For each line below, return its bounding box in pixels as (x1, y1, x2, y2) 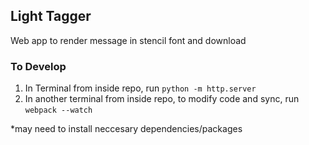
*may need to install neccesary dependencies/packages (10, 123, 243, 135)
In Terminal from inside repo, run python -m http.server (24, 82, 257, 94)
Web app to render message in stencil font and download (10, 34, 247, 46)
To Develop (10, 59, 67, 73)
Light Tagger (10, 8, 92, 25)
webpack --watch (24, 105, 93, 116)
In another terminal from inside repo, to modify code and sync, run (24, 93, 300, 105)
